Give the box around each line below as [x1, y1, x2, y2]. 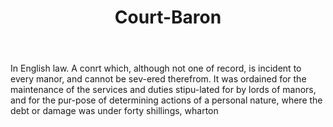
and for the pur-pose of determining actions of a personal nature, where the [10, 94, 323, 106]
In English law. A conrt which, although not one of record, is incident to [10, 62, 302, 75]
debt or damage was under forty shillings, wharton [10, 105, 219, 117]
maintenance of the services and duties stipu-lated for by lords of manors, [10, 84, 317, 96]
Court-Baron [114, 6, 222, 29]
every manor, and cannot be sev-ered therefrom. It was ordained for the [10, 73, 307, 85]
